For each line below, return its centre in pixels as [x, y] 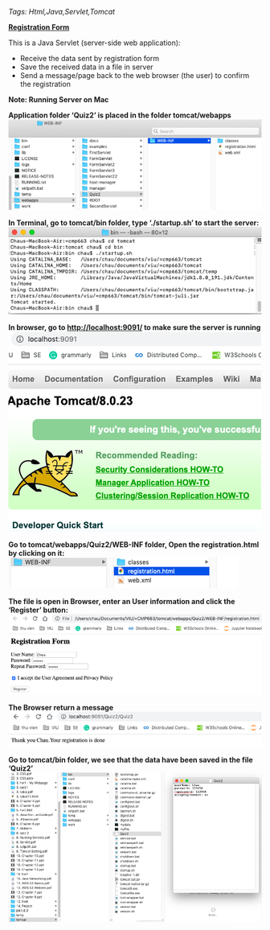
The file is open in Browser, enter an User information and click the [122, 602]
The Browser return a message [61, 708]
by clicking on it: [37, 553]
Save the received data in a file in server [87, 67]
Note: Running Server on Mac [59, 99]
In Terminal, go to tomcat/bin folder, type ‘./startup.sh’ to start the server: [134, 223]
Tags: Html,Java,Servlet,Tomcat [61, 12]
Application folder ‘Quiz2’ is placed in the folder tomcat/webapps [120, 115]
